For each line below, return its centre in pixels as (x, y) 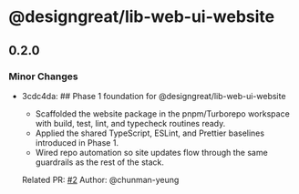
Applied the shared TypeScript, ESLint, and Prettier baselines (150, 133)
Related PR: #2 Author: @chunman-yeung (100, 179)
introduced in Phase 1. (77, 142)
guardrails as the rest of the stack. (100, 162)
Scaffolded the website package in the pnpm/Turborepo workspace (163, 113)
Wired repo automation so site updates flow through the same (151, 152)
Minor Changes (43, 77)
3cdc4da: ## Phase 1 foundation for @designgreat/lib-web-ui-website (154, 96)
